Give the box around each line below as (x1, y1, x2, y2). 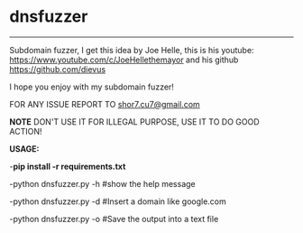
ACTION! (9, 126, 42, 136)
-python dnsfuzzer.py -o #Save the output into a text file (9, 213, 219, 224)
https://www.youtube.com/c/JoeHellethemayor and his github (9, 54, 239, 65)
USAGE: (9, 143, 40, 154)
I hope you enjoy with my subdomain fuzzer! (9, 81, 174, 92)
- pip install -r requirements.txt (9, 161, 126, 172)
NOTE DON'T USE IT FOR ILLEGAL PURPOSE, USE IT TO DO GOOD (9, 116, 260, 127)
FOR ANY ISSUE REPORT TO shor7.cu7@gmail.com (9, 98, 200, 109)
